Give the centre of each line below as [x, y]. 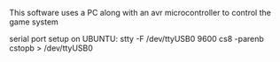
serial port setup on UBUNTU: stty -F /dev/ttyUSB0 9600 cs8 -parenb [136, 39]
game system [34, 22]
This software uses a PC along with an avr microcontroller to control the [140, 13]
